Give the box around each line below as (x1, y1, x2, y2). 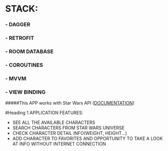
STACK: (5, 3, 39, 15)
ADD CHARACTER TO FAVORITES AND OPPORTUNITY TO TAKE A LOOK (12, 135, 163, 141)
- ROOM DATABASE (5, 48, 54, 55)
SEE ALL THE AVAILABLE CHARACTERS (12, 119, 95, 126)
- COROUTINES (5, 61, 44, 68)
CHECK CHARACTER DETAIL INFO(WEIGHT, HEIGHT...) (12, 130, 127, 136)
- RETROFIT (5, 35, 34, 42)
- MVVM (5, 75, 27, 82)
